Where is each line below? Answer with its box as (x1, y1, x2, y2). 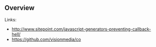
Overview (4, 4, 35, 12)
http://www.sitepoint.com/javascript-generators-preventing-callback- (11, 26, 151, 32)
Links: (4, 16, 17, 22)
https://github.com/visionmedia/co (11, 36, 81, 42)
